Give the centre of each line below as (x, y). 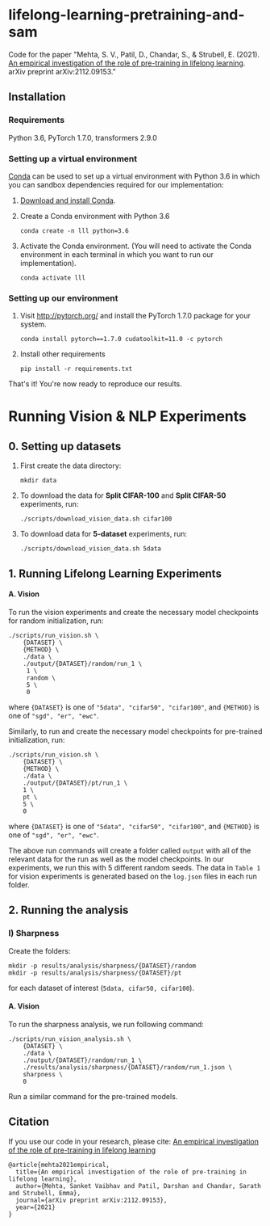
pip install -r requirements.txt (76, 369)
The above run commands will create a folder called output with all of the (130, 850)
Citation (29, 1122)
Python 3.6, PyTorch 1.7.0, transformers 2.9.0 (83, 137)
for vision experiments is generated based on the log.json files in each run (133, 876)
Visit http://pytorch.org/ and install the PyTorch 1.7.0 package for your (135, 316)
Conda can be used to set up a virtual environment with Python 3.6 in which (134, 176)
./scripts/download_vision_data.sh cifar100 (96, 519)
